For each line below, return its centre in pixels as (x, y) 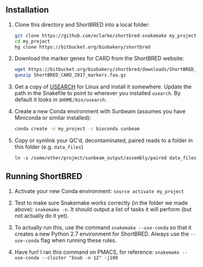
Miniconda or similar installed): (53, 118)
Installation (27, 10)
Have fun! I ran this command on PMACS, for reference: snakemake (97, 252)
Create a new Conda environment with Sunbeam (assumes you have (100, 111)
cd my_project (32, 41)
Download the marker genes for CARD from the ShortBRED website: (99, 58)
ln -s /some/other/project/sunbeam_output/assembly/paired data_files (105, 158)
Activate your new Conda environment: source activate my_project (99, 191)
